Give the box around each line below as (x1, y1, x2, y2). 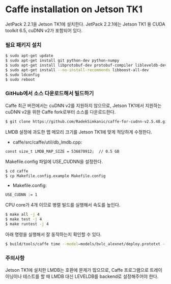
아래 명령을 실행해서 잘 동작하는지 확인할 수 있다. (5, 232, 102, 238)
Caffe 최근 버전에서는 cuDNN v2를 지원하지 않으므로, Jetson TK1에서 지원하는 (5, 102, 162, 108)
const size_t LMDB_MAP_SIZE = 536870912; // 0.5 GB (5, 149, 120, 154)
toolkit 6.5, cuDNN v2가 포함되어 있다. (5, 27, 83, 34)
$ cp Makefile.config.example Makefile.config (5, 173, 106, 179)
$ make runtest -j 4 (5, 221, 49, 227)
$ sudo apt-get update (5, 53, 53, 59)
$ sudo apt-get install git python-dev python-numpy (5, 58, 120, 63)
